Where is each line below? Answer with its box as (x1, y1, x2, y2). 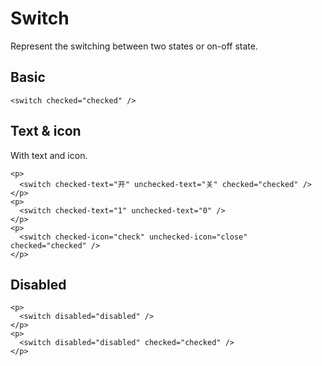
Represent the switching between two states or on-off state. (10, 40, 258, 52)
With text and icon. (10, 149, 88, 161)
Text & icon (10, 123, 82, 140)
